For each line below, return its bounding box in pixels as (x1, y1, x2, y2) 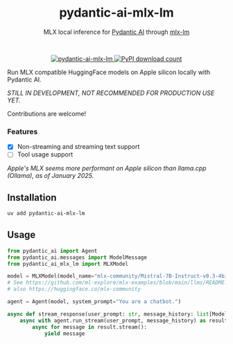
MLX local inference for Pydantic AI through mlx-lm (43, 28, 190, 36)
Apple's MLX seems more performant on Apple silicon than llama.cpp (7, 164, 207, 172)
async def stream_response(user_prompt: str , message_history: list (7, 310, 209, 318)
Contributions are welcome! (7, 109, 87, 118)
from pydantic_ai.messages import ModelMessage (7, 254, 148, 261)
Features (7, 127, 38, 136)
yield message (44, 330, 85, 337)
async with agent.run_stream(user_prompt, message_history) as (19, 317, 207, 324)
